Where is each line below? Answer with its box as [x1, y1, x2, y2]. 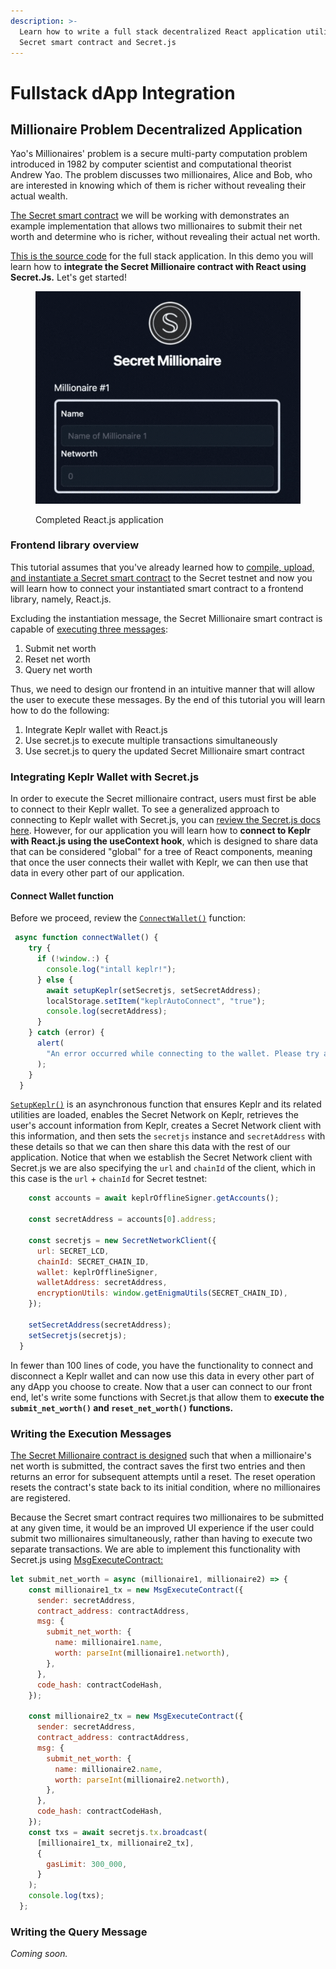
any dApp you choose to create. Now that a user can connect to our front [10, 1380, 313, 1392]
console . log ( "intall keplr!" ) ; [46, 964, 177, 974]
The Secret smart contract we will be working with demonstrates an [10, 210, 290, 222]
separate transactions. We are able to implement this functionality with [10, 1543, 301, 1555]
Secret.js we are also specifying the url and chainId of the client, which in [10, 1162, 317, 1174]
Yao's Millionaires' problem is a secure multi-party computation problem [10, 148, 308, 160]
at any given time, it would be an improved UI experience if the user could [10, 1521, 315, 1534]
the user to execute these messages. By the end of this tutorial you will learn [10, 693, 326, 705]
